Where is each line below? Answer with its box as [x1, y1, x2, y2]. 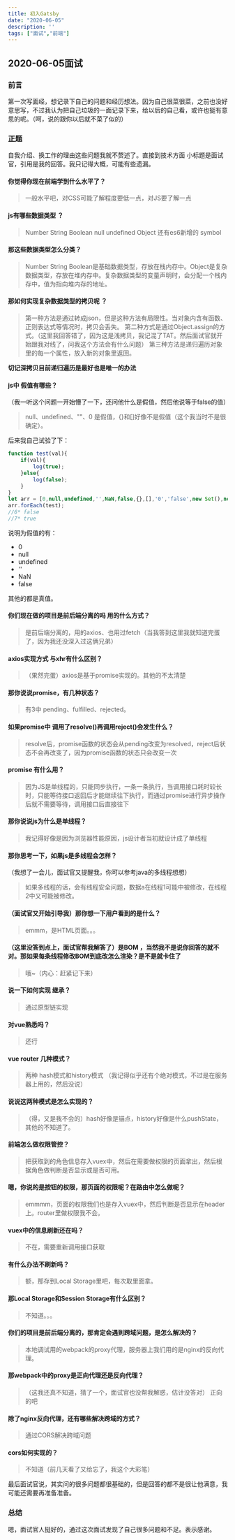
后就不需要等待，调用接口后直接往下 [24, 799, 130, 808]
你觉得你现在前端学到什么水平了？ [8, 177, 106, 185]
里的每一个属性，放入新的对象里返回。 [24, 349, 135, 357]
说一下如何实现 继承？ [8, 986, 71, 994]
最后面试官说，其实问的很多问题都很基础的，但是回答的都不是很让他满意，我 [8, 1480, 228, 1488]
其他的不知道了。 [24, 1123, 75, 1131]
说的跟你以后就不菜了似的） [47, 115, 128, 123]
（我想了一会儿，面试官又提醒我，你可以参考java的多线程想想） [8, 868, 191, 877]
